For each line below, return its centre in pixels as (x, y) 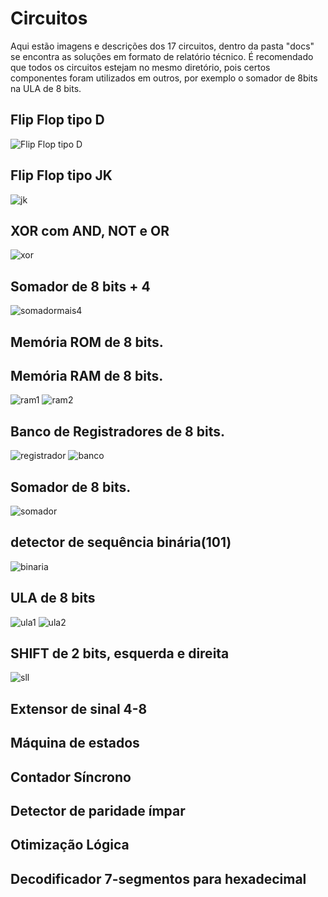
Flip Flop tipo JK (61, 175)
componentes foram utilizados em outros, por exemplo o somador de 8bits (164, 78)
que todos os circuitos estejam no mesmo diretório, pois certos (140, 67)
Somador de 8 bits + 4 (80, 286)
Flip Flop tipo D (57, 120)
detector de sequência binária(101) (121, 542)
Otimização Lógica (70, 845)
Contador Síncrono (71, 777)
